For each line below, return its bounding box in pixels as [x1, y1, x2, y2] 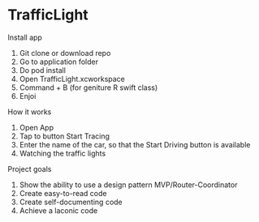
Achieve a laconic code [19, 205, 98, 216]
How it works [7, 107, 52, 117]
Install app [7, 32, 42, 42]
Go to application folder [19, 57, 99, 66]
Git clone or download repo [19, 48, 111, 58]
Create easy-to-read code [19, 188, 107, 198]
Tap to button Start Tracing [19, 131, 110, 141]
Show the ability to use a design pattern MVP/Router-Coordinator [19, 180, 238, 190]
